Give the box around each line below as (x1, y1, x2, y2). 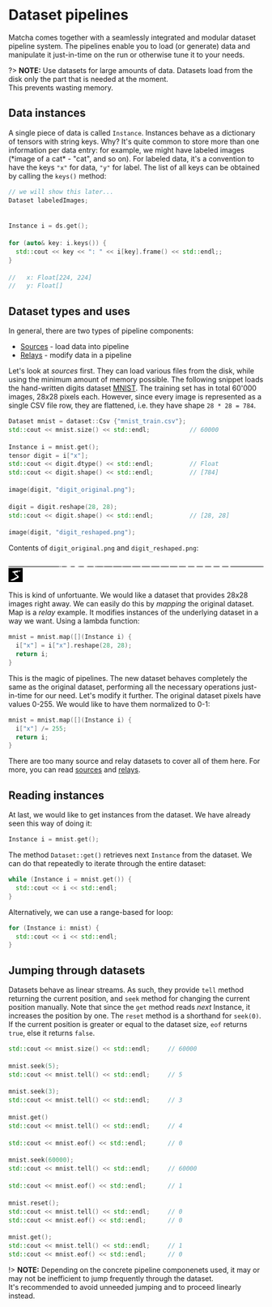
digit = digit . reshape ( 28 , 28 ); (8, 503, 117, 511)
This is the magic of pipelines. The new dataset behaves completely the (8, 673, 248, 683)
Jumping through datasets (8, 964, 146, 977)
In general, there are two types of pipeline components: (8, 326, 194, 336)
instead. (8, 1291, 36, 1301)
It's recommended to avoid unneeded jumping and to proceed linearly (8, 1282, 241, 1292)
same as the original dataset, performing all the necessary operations (8, 682, 240, 692)
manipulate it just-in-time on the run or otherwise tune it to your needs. (8, 50, 245, 59)
